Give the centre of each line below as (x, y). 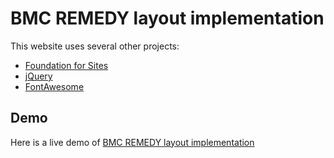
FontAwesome (54, 86)
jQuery (38, 76)
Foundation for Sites (66, 65)
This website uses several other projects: (95, 46)
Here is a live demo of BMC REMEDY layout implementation (132, 142)
